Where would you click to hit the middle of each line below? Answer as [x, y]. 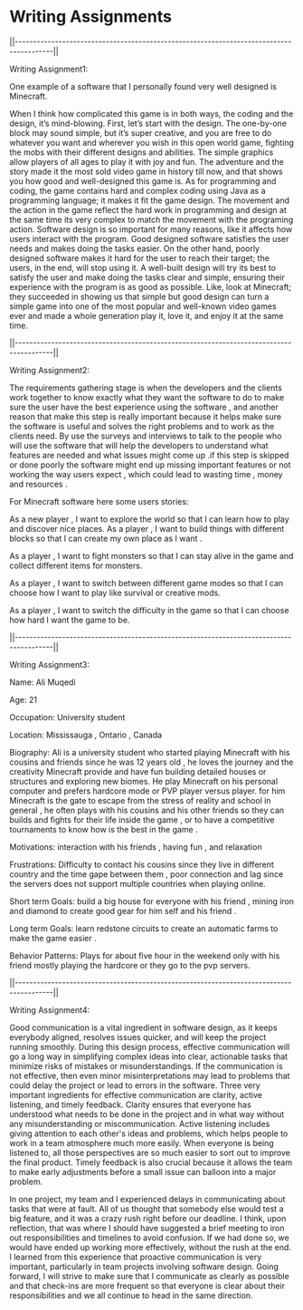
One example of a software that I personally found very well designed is [143, 86]
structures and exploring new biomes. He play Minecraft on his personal [144, 781]
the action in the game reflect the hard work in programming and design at [148, 209]
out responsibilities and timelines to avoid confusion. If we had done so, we [149, 1238]
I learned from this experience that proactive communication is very [136, 1257]
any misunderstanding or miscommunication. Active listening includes [140, 1123]
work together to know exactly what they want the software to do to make [147, 397]
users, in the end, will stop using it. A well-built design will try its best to [143, 267]
